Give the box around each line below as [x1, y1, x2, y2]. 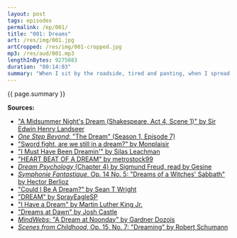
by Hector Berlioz [17, 177, 70, 185]
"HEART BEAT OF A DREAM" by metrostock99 [17, 154, 154, 163]
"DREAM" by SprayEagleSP [17, 193, 98, 201]
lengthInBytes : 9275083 [7, 57, 78, 64]
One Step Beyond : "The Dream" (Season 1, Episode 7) [17, 132, 176, 141]
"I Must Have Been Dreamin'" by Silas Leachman [17, 147, 160, 156]
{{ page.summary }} [7, 90, 66, 98]
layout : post [7, 10, 46, 18]
